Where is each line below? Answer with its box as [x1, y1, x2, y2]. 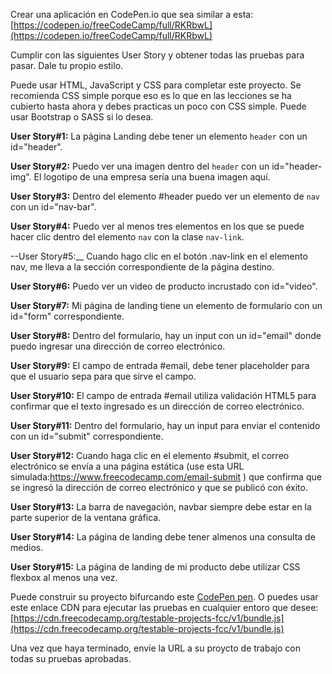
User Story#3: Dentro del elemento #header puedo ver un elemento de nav [10, 190, 320, 202]
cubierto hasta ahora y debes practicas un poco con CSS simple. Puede [10, 100, 307, 112]
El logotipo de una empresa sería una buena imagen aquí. [33, 171, 271, 183]
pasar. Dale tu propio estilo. [10, 60, 124, 71]
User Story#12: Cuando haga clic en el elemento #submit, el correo [10, 450, 290, 461]
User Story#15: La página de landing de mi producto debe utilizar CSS [10, 561, 301, 573]
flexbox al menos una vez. [10, 572, 118, 583]
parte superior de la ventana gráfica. [10, 512, 162, 523]
